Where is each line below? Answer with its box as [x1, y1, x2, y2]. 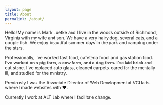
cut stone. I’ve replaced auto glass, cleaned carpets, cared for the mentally [5, 65, 156, 71]
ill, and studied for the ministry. [5, 70, 67, 76]
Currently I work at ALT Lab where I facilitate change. [5, 94, 112, 100]
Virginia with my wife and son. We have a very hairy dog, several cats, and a [5, 35, 158, 41]
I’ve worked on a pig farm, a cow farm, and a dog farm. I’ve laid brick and [5, 60, 152, 66]
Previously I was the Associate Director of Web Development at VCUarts [5, 80, 150, 85]
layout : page [5, 7, 32, 12]
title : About [5, 12, 32, 17]
